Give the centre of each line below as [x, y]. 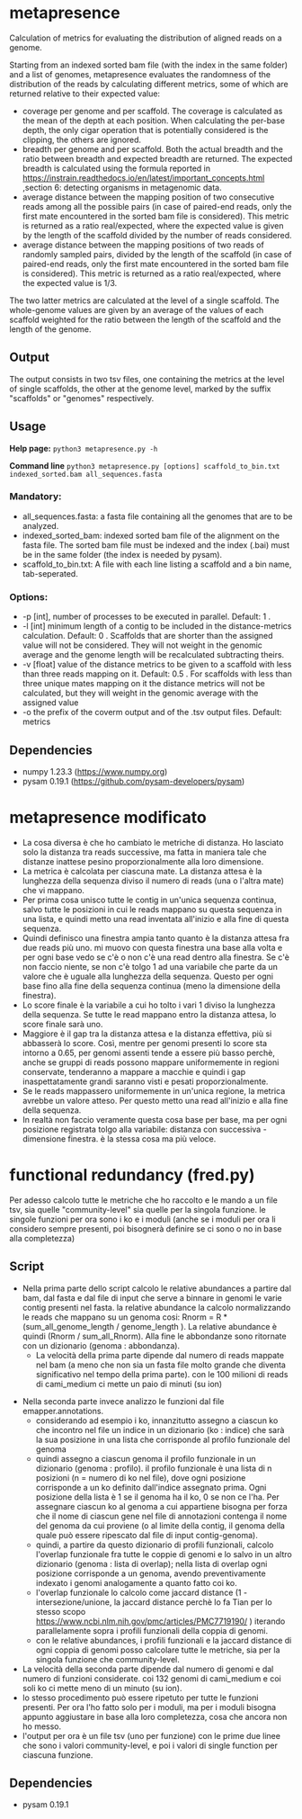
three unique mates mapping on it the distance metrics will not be [143, 684]
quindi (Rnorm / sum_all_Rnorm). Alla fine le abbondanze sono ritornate [154, 1336]
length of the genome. [50, 329]
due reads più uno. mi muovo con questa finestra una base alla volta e [152, 947]
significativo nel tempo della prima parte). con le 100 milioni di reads [162, 1374]
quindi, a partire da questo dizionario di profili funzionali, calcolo [155, 1545]
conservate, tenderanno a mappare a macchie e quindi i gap [134, 1071]
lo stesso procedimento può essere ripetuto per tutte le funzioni [140, 1698]
